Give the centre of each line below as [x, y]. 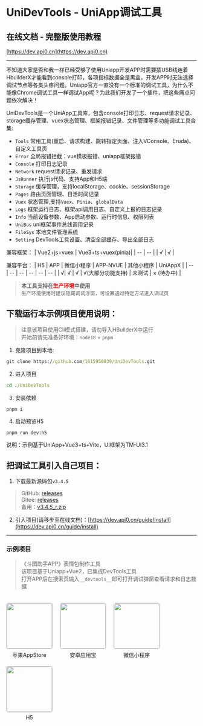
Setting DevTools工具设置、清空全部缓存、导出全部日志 [84, 239]
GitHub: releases [42, 493]
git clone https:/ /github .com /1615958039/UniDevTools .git [81, 361]
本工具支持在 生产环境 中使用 [56, 286]
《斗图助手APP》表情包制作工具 [61, 564]
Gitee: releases [40, 500]
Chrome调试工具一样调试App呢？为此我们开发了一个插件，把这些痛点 [103, 92]
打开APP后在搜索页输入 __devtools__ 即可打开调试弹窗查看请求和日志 [106, 579]
